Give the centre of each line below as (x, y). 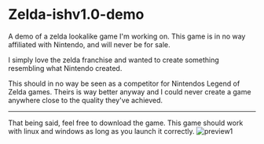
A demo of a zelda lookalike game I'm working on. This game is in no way (127, 36)
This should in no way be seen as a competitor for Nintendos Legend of (124, 83)
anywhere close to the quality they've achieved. (86, 100)
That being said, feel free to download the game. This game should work (126, 123)
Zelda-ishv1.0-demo (76, 15)
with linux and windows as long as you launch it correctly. (101, 131)
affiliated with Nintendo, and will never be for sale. (89, 44)
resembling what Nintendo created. (65, 68)
